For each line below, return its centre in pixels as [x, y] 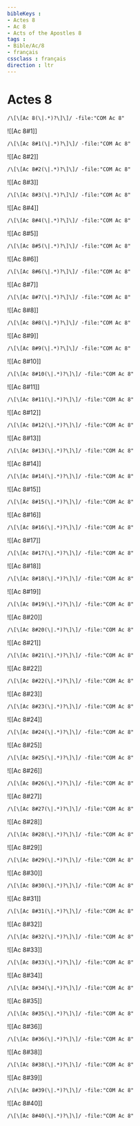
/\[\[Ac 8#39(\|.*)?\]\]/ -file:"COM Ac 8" [71, 1090]
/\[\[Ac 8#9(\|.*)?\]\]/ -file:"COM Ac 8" [69, 348]
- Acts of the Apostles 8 [44, 33]
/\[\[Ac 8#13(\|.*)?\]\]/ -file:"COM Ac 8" [71, 451]
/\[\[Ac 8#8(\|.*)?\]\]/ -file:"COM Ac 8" [69, 323]
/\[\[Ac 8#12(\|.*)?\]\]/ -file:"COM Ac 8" [71, 425]
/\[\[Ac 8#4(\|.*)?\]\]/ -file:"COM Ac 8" [69, 220]
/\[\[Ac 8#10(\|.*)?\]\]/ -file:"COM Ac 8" [71, 374]
